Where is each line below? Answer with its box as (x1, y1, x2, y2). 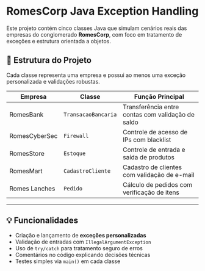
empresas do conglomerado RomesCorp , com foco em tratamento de (6, 31, 182, 38)
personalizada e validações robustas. (6, 78, 101, 85)
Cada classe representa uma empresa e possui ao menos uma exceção (6, 71, 186, 79)
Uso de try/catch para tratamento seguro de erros (15, 244, 143, 251)
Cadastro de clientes (123, 163, 182, 172)
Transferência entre (123, 103, 179, 111)
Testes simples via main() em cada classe (15, 258, 121, 265)
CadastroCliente (63, 167, 111, 175)
